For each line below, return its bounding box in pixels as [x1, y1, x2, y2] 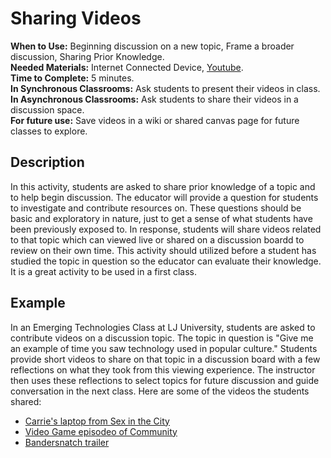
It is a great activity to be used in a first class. [10, 265, 198, 277]
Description [10, 154, 85, 171]
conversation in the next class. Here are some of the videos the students [10, 385, 310, 397]
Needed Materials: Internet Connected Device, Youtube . [10, 61, 244, 73]
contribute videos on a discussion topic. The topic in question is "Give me [10, 332, 314, 344]
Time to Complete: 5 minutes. [10, 72, 135, 84]
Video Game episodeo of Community [24, 425, 178, 437]
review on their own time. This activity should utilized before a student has [10, 244, 317, 256]
